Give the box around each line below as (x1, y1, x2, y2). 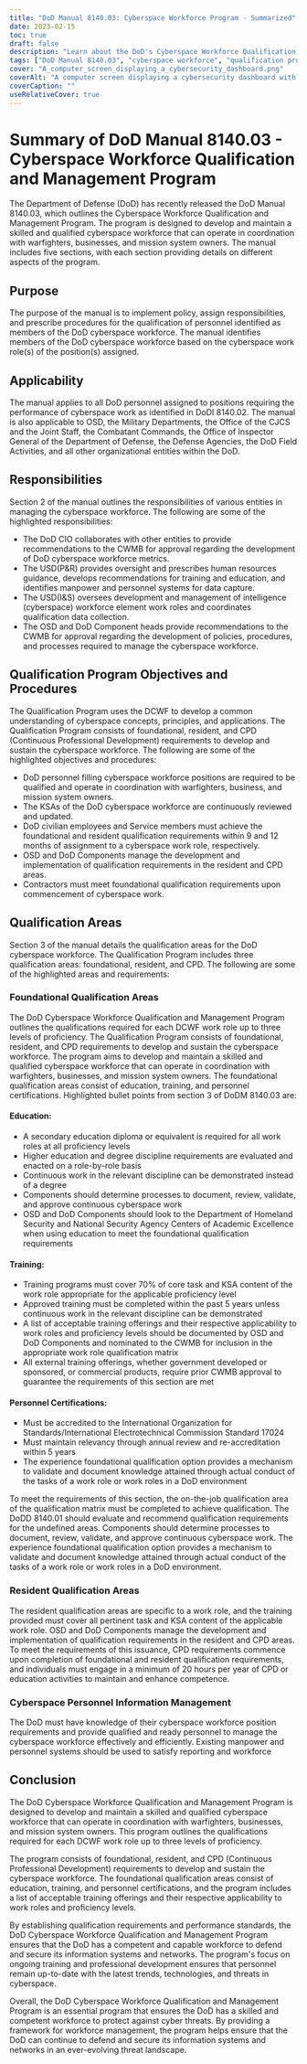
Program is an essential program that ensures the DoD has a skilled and (9, 2005, 279, 2016)
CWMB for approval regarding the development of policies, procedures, (22, 630, 293, 641)
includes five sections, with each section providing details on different (9, 247, 273, 258)
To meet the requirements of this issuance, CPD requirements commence (9, 1643, 286, 1655)
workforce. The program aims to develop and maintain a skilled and (9, 1051, 263, 1062)
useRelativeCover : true (9, 90, 101, 99)
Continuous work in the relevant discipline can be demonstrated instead (22, 1170, 294, 1181)
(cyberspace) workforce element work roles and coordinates (22, 601, 252, 613)
